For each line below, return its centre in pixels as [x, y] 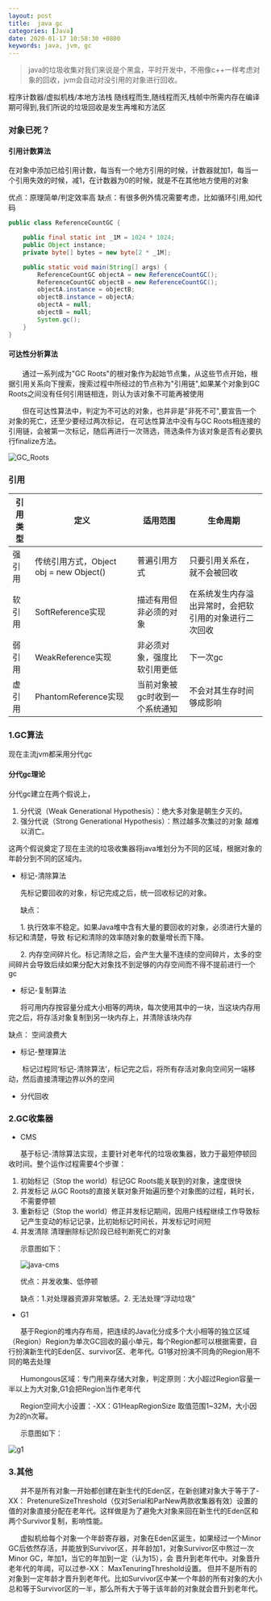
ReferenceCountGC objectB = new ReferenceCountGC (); [128, 282]
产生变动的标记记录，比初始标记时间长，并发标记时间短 [119, 1221]
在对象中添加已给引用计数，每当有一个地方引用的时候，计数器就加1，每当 [130, 170]
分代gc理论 [27, 774]
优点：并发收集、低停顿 [59, 1281]
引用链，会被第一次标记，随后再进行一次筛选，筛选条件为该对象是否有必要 [132, 431]
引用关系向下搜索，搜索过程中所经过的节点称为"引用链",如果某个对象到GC [138, 383]
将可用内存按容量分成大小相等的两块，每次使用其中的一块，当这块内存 [137, 1007]
